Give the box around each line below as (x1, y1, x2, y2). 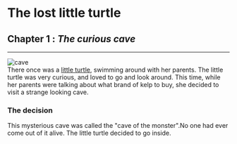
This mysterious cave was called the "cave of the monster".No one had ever (7, 122, 229, 130)
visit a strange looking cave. (7, 88, 90, 96)
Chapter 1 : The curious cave (7, 33, 136, 45)
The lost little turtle (7, 5, 121, 21)
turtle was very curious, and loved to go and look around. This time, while (7, 73, 221, 81)
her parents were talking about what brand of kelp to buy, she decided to (7, 81, 219, 89)
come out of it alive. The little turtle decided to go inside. (7, 129, 171, 138)
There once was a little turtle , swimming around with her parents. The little (7, 65, 224, 74)
